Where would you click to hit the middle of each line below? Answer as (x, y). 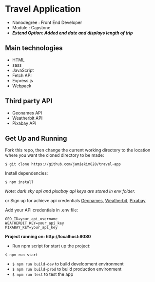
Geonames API (27, 113)
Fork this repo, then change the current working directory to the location (78, 150)
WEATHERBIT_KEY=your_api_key (35, 223)
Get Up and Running (36, 138)
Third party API (29, 101)
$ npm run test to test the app (43, 274)
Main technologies (34, 48)
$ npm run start (21, 255)
